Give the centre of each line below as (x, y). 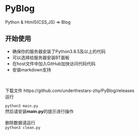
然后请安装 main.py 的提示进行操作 (40, 111)
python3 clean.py (23, 128)
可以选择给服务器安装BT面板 (41, 57)
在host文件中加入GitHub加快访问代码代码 (54, 64)
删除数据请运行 (20, 122)
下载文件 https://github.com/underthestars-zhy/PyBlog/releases (70, 90)
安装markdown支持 (32, 69)
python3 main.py (22, 106)
